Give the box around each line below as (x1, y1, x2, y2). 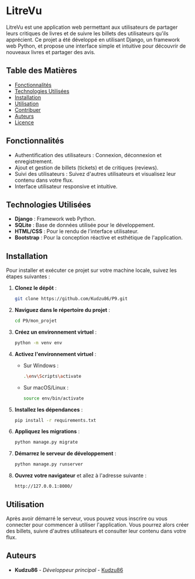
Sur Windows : (23, 362, 59, 369)
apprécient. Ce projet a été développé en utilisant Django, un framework (6, 36, 180, 43)
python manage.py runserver (14, 461, 83, 467)
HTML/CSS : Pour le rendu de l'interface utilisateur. (14, 228, 139, 235)
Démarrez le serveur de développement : (14, 450, 117, 457)
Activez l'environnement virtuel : (14, 350, 97, 357)
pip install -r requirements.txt (14, 417, 97, 423)
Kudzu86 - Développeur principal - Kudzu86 (14, 566, 124, 573)
